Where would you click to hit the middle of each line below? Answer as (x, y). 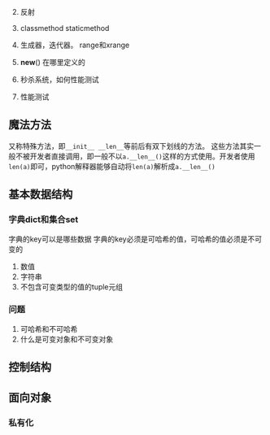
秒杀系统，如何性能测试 (59, 79)
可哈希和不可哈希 (49, 328)
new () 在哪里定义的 (52, 62)
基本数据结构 (41, 195)
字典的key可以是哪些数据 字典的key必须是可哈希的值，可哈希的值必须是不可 (135, 239)
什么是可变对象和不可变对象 (67, 339)
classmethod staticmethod (65, 28)
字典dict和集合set (44, 220)
